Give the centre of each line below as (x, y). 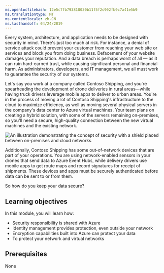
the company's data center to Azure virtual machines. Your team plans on (80, 110)
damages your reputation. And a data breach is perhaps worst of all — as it (81, 58)
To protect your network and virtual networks (58, 239)
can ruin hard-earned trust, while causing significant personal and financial (81, 64)
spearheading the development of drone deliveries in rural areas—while (78, 89)
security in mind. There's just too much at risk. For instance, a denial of (77, 43)
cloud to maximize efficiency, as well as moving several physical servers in (81, 105)
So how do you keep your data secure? (45, 186)
